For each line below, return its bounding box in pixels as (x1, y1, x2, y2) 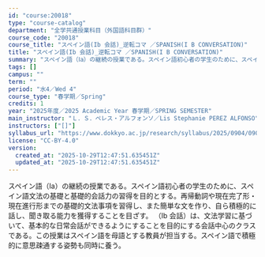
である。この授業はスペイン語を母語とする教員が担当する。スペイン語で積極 (8, 231, 256, 240)
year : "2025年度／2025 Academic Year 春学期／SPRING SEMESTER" (8, 108, 212, 115)
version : (8, 144, 37, 152)
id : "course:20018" (8, 11, 73, 20)
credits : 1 (8, 100, 44, 108)
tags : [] (8, 63, 37, 71)
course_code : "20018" (8, 33, 80, 42)
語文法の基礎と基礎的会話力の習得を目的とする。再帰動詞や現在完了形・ (21, 191, 257, 201)
